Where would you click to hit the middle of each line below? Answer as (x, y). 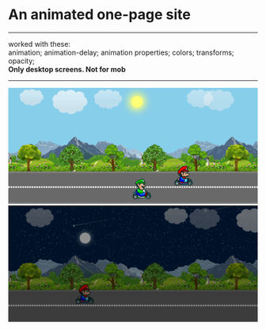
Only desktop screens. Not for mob (67, 69)
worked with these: (40, 44)
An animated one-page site (100, 15)
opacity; (22, 60)
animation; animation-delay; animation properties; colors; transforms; (122, 52)
